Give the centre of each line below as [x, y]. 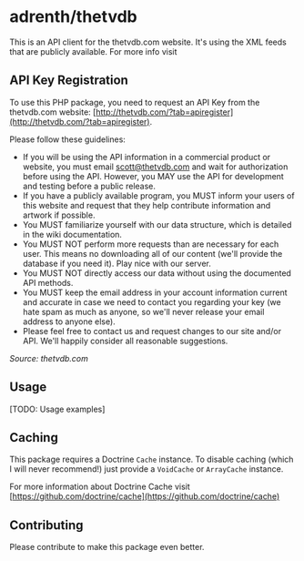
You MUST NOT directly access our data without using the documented [157, 273]
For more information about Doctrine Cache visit [100, 487]
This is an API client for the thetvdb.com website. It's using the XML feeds [148, 42]
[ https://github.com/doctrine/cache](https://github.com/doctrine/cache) [145, 496]
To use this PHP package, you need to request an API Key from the [135, 102]
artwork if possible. [59, 215]
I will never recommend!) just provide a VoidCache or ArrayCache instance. [147, 469]
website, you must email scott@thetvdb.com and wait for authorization [155, 167]
